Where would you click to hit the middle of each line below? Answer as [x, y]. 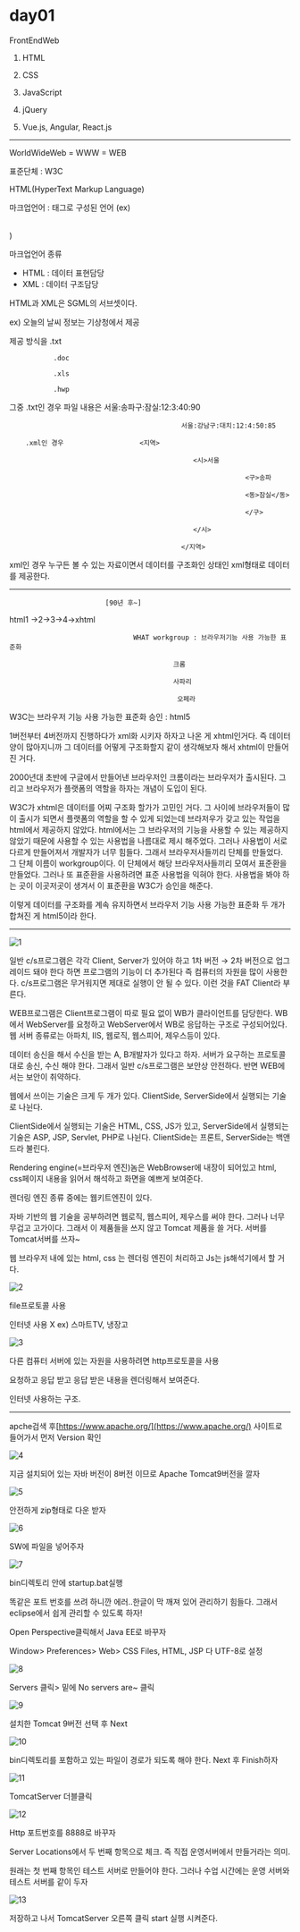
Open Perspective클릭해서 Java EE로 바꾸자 [88, 1631]
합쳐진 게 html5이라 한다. [53, 915]
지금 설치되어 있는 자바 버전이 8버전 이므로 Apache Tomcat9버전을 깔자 [135, 1473]
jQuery [34, 109]
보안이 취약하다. [53, 1076]
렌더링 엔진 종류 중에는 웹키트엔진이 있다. [81, 1197]
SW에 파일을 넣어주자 [47, 1546]
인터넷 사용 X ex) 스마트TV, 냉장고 [69, 1324]
